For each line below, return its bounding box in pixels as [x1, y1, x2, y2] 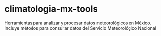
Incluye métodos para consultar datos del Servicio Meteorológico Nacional [4, 25, 156, 31]
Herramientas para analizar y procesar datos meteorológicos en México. [4, 20, 152, 26]
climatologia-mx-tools [4, 3, 98, 15]
